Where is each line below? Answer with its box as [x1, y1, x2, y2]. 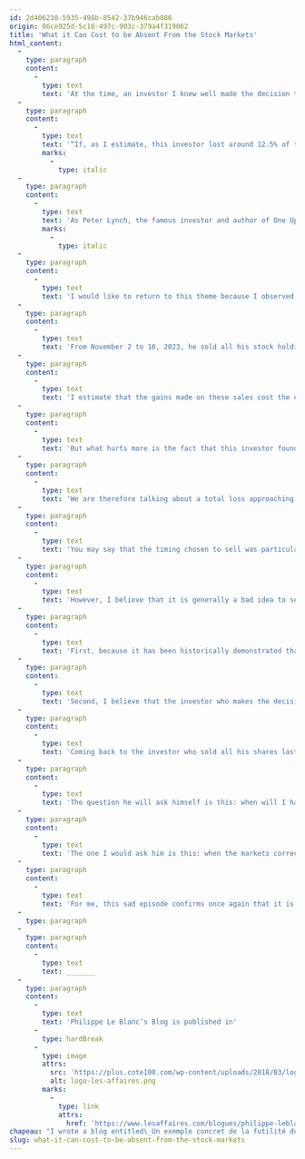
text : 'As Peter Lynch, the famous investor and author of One [42, 215, 286, 225]
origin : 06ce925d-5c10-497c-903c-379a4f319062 [9, 22, 189, 31]
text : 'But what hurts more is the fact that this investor [42, 444, 274, 453]
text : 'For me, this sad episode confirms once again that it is [42, 899, 295, 909]
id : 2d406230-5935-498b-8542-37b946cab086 [9, 13, 172, 23]
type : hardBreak [42, 1034, 103, 1044]
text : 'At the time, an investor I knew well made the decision [42, 89, 290, 98]
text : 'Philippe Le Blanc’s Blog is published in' [42, 1017, 238, 1026]
